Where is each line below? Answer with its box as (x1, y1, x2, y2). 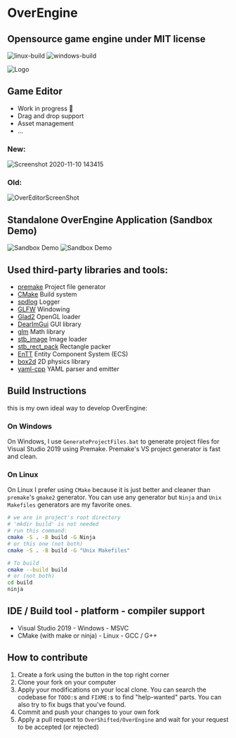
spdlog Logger (17, 297, 60, 306)
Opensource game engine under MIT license (7, 33, 206, 45)
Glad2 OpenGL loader (17, 313, 81, 321)
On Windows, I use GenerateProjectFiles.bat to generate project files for (7, 437, 220, 446)
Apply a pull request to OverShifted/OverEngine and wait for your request (17, 715, 229, 723)
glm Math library (17, 328, 65, 336)
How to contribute (7, 652, 88, 663)
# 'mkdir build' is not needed (7, 521, 99, 528)
